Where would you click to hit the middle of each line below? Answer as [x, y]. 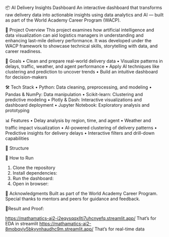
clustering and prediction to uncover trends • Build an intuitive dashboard [81, 72]
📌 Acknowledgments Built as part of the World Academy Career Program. [81, 193]
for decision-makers [26, 77]
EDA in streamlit [22, 224]
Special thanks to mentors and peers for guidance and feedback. [73, 199]
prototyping [17, 110]
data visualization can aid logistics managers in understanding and [74, 35]
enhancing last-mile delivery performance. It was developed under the [78, 41]
